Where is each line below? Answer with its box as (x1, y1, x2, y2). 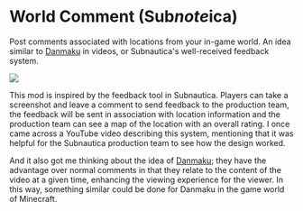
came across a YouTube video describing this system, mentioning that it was (9, 128, 294, 139)
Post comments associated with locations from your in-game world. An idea (9, 36, 291, 47)
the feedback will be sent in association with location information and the (9, 108, 281, 119)
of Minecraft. (9, 193, 58, 204)
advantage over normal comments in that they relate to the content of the (9, 164, 282, 175)
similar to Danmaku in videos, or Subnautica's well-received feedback (9, 45, 270, 56)
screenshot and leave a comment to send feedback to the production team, (9, 99, 289, 110)
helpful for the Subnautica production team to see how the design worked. (9, 137, 286, 148)
